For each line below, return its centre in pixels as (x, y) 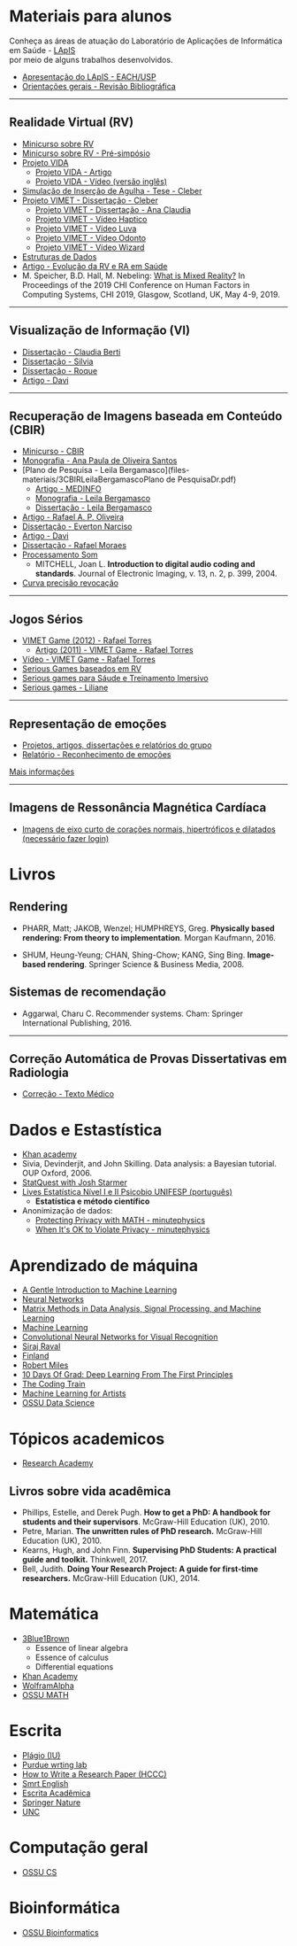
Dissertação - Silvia (57, 361)
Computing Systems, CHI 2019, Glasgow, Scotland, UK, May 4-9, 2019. (151, 294)
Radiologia (39, 1073)
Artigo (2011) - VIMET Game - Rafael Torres (114, 650)
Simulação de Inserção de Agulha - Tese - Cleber (112, 190)
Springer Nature (51, 1802)
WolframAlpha (48, 1686)
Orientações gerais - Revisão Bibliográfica (99, 86)
